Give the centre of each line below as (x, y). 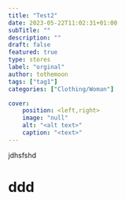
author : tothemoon (38, 74)
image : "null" (45, 118)
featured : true (33, 52)
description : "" (35, 38)
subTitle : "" (29, 30)
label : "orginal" (37, 67)
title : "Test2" (33, 15)
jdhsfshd (22, 155)
